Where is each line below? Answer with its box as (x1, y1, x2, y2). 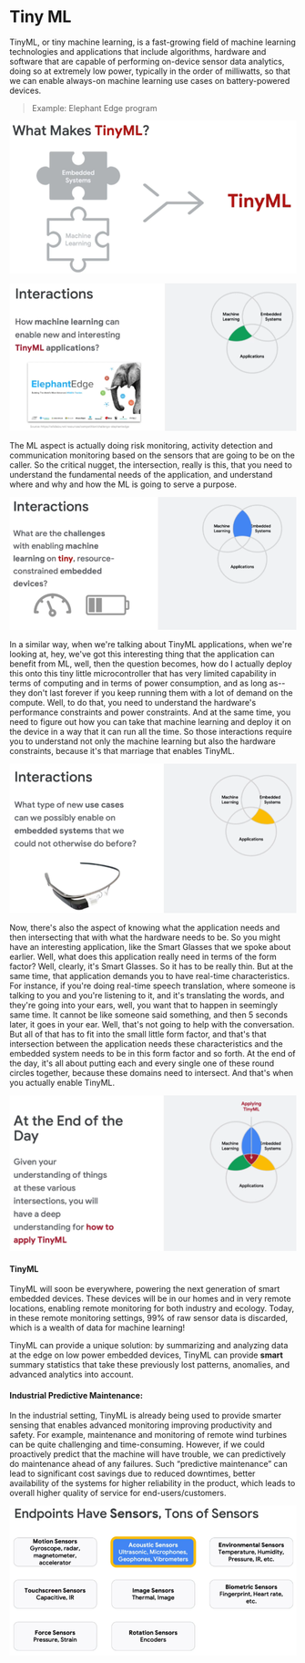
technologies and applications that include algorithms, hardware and (9, 46, 267, 57)
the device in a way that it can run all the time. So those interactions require (9, 726, 293, 737)
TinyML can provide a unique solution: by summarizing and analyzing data (9, 1340, 289, 1351)
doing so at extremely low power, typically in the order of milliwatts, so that (9, 66, 291, 77)
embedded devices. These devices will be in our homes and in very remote (9, 1293, 291, 1305)
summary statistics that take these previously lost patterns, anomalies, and (9, 1359, 290, 1370)
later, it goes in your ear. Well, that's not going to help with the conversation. (9, 1019, 295, 1030)
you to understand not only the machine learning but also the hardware (9, 736, 276, 747)
